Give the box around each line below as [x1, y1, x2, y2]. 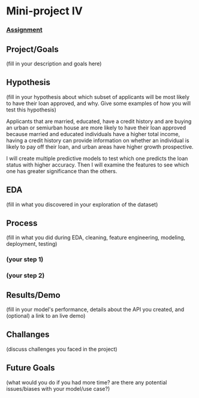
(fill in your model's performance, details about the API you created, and [6, 306, 185, 313]
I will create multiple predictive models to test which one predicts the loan [6, 155, 188, 162]
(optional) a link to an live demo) [6, 312, 86, 319]
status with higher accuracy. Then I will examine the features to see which [6, 161, 189, 168]
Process [6, 218, 38, 228]
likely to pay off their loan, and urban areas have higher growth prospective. [6, 143, 194, 150]
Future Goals [6, 363, 55, 373]
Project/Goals [6, 44, 59, 55]
